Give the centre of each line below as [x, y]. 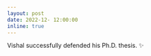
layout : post [26, 13]
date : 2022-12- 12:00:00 [43, 20]
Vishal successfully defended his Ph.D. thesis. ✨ [75, 46]
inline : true [26, 26]
